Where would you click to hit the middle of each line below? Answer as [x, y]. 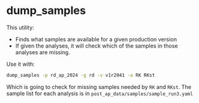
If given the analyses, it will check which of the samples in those [96, 46]
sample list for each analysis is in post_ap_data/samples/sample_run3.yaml [100, 93]
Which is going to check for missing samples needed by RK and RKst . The [99, 87]
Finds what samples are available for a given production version [96, 39]
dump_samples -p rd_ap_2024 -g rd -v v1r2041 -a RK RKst [81, 75]
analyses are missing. [43, 52]
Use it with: [21, 64]
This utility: [20, 27]
